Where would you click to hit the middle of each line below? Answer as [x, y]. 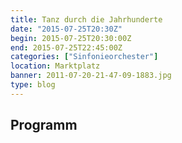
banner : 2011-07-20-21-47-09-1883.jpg [91, 76]
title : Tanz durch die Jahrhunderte [86, 19]
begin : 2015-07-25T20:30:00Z [71, 38]
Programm [44, 125]
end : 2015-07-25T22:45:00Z [66, 47]
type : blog [33, 85]
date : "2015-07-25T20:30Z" [66, 29]
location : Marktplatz [55, 66]
